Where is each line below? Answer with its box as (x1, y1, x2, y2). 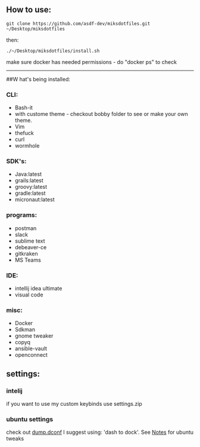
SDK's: (6, 157, 27, 166)
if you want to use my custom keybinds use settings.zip (6, 400, 143, 407)
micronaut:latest (14, 196, 55, 203)
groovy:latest (14, 183, 48, 191)
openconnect (14, 351, 48, 359)
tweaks (6, 435, 24, 442)
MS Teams (14, 256, 42, 264)
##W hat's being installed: (6, 75, 70, 82)
